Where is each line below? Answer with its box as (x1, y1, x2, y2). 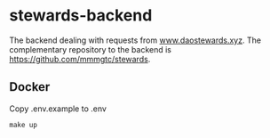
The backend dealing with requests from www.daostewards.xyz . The (9, 35, 262, 45)
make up (9, 120, 38, 129)
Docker (9, 79, 51, 94)
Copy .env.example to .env (9, 103, 107, 114)
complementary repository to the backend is (9, 44, 171, 54)
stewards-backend (9, 5, 153, 26)
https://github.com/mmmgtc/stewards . (9, 53, 151, 64)
